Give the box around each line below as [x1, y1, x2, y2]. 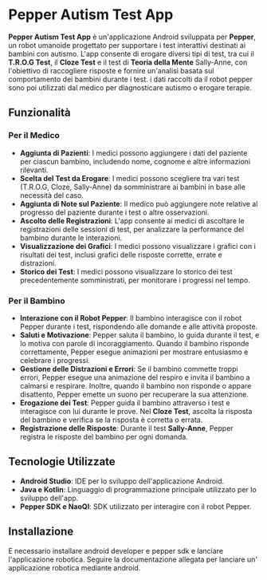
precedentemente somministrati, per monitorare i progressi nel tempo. [19, 275, 251, 285]
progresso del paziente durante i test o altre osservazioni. [19, 207, 210, 217]
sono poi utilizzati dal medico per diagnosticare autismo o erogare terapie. [8, 82, 253, 93]
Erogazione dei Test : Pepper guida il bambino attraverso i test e [19, 397, 230, 408]
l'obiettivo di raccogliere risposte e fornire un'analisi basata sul [8, 65, 214, 75]
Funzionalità [8, 106, 71, 120]
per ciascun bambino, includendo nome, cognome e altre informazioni [19, 156, 251, 166]
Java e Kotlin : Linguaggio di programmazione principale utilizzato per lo [19, 484, 257, 494]
